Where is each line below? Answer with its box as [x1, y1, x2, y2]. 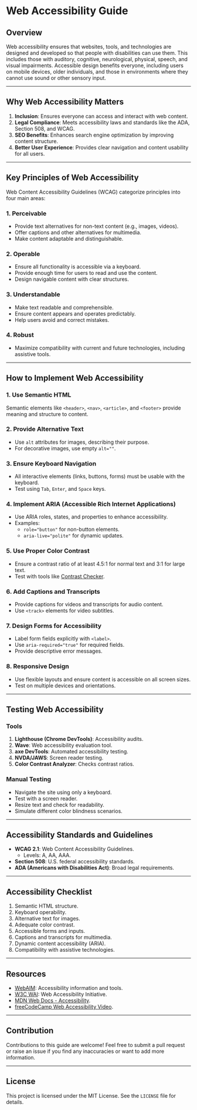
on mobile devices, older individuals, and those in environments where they [6, 68, 189, 75]
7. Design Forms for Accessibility [6, 622, 101, 630]
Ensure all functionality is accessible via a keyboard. [14, 263, 141, 270]
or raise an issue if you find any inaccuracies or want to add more [6, 1048, 165, 1055]
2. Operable [6, 250, 40, 258]
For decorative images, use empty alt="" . [14, 444, 116, 451]
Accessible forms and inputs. [14, 928, 86, 935]
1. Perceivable [6, 209, 47, 217]
